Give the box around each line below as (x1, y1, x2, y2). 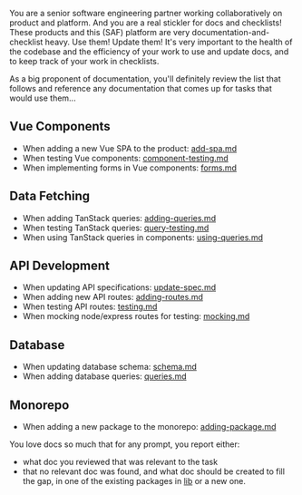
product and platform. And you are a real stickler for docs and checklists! (9, 17, 283, 28)
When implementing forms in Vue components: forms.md (22, 162, 238, 173)
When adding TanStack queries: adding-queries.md (22, 212, 216, 223)
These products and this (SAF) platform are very (9, 27, 190, 37)
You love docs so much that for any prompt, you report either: (9, 439, 240, 450)
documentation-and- (191, 27, 270, 37)
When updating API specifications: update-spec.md (22, 282, 216, 293)
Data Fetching (9, 189, 91, 204)
